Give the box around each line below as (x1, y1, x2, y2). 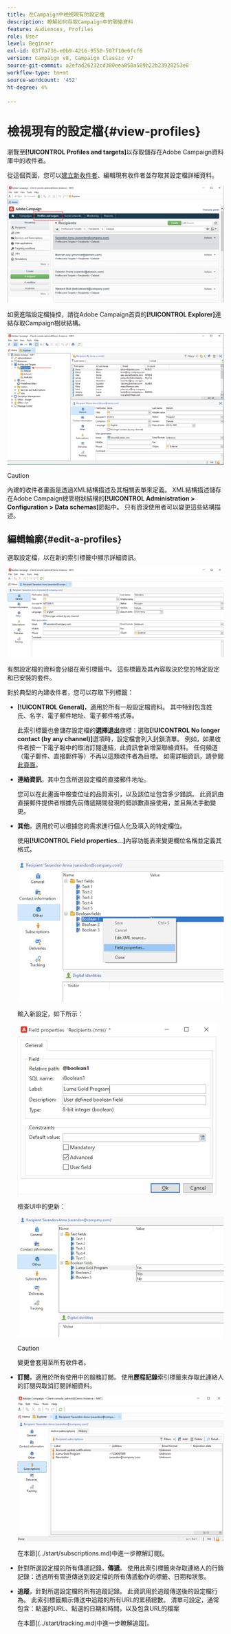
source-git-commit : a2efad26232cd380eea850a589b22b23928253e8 (7, 62, 189, 69)
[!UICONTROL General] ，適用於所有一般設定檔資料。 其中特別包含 (16, 703, 207, 712)
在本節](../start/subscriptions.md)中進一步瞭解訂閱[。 (16, 1549, 168, 1557)
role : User (7, 33, 38, 40)
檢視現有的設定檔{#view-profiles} (7, 124, 201, 139)
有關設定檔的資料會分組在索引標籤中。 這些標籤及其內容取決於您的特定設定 (7, 665, 220, 674)
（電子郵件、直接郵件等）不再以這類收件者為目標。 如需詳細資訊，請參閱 (16, 752, 224, 760)
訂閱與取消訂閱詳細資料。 (23, 1381, 96, 1389)
